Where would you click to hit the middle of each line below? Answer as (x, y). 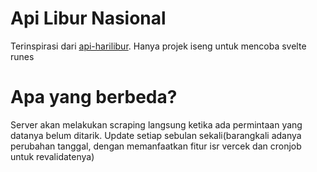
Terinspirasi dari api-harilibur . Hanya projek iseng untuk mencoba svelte (158, 46)
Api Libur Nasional (88, 18)
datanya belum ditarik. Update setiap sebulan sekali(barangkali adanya (156, 135)
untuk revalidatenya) (52, 156)
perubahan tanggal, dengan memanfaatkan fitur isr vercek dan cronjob (156, 146)
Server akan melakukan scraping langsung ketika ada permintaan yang (156, 124)
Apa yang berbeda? (94, 97)
